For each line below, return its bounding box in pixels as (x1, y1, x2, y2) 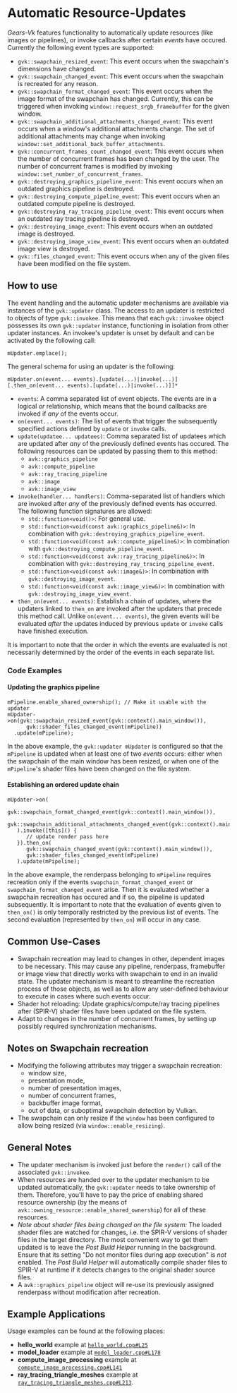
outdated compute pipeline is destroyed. (17, 199, 135, 207)
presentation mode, (28, 1076, 85, 1085)
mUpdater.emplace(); (7, 349, 68, 357)
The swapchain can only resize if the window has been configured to (17, 1114, 215, 1122)
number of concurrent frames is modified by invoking (17, 162, 173, 170)
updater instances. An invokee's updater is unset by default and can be (7, 328, 214, 337)
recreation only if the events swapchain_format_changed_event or (7, 878, 193, 886)
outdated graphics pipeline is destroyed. (17, 184, 135, 193)
